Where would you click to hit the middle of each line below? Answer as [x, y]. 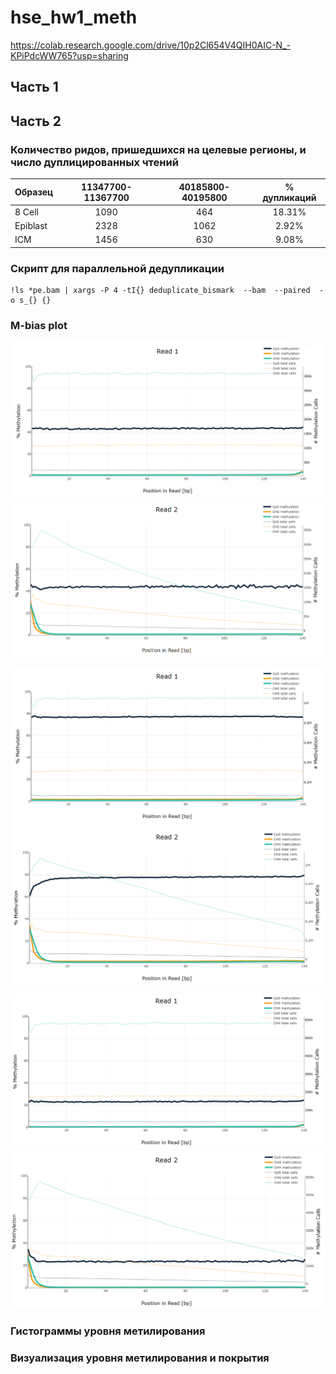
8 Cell [27, 212]
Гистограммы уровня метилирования [108, 1331]
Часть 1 [34, 87]
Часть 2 [36, 121]
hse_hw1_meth [74, 17]
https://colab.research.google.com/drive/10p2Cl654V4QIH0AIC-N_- [150, 45]
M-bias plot [39, 325]
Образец [34, 192]
